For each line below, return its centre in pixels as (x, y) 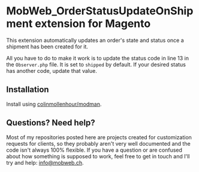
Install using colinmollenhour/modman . (54, 104)
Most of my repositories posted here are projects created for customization (99, 137)
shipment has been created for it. (47, 47)
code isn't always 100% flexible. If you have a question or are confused (94, 150)
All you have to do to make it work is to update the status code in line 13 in (97, 58)
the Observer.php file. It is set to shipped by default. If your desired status (96, 64)
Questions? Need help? (51, 123)
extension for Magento (93, 24)
